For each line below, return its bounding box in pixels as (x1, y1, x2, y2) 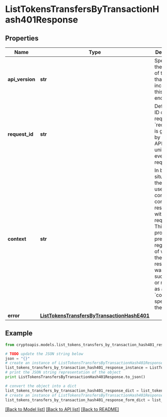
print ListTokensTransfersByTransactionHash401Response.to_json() (5, 375, 146, 380)
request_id (7, 131, 34, 138)
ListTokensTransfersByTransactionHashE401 (40, 312, 150, 319)
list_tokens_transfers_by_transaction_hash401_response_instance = (5, 365, 148, 370)
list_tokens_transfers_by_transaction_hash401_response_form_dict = (5, 398, 150, 403)
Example (5, 329, 33, 338)
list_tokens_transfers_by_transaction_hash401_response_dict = (5, 388, 139, 393)
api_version (7, 76, 36, 83)
